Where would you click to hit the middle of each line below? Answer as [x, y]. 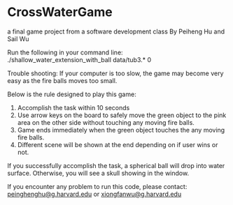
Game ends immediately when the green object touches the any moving [121, 130]
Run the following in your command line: [65, 52]
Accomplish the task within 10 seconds [73, 107]
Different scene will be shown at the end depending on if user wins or [118, 144]
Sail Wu [18, 38]
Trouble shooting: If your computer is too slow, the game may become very [115, 73]
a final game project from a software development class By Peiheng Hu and [116, 31]
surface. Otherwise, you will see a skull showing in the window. [98, 173]
